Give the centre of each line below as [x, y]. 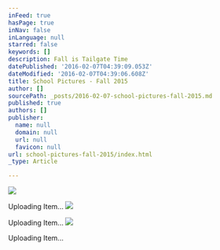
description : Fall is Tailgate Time [68, 60]
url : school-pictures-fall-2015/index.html [81, 154]
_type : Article [33, 162]
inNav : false [29, 30]
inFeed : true [29, 15]
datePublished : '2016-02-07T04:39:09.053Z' [81, 67]
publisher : [26, 118]
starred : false [33, 45]
